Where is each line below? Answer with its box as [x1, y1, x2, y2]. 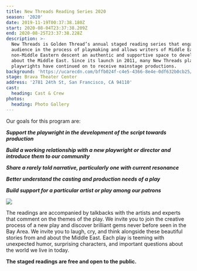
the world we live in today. [6, 246, 69, 253]
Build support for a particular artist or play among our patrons [6, 187, 161, 194]
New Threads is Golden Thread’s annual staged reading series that [11, 42, 180, 48]
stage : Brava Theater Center [6, 74, 77, 80]
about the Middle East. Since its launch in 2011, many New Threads [11, 57, 182, 63]
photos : [6, 96, 25, 101]
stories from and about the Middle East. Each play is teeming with [6, 234, 164, 241]
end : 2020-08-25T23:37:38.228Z [6, 31, 83, 36]
